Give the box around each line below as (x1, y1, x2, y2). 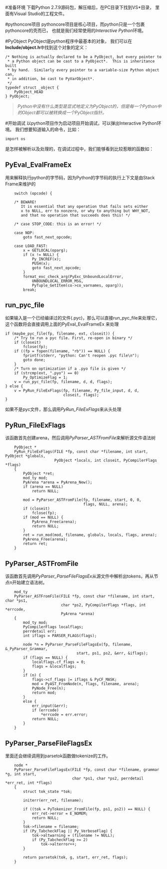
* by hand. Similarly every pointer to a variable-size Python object (7, 68, 160, 73)
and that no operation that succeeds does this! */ (20, 212, 131, 218)
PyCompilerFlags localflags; (23, 625, 84, 630)
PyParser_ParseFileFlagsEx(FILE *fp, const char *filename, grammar (14, 767, 160, 772)
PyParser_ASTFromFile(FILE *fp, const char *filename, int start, (14, 594, 155, 599)
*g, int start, (5, 772, 37, 777)
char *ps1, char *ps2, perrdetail (72, 776, 144, 781)
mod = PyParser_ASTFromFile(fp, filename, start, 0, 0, (23, 497, 142, 502)
